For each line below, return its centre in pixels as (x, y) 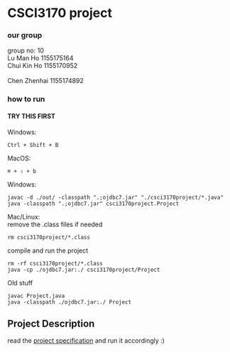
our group (25, 35)
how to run (26, 99)
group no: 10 (26, 50)
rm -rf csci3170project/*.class (55, 263)
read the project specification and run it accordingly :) (86, 341)
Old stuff (20, 282)
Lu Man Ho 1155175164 (40, 58)
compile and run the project (48, 251)
